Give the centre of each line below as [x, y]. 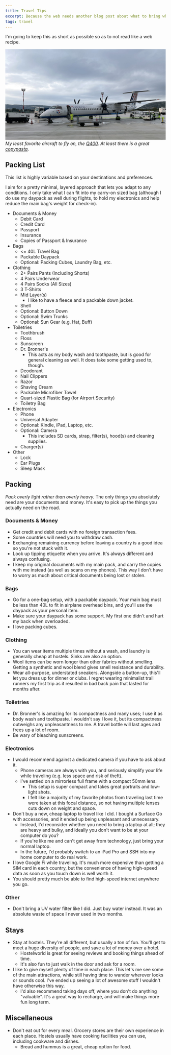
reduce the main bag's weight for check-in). [51, 203]
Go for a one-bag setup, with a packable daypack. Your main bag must [87, 600]
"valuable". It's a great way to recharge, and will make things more [90, 997]
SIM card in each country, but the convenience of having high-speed [85, 868]
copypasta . [17, 149]
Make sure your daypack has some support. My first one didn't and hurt [88, 616]
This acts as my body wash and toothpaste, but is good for [90, 354]
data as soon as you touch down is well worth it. [63, 873]
